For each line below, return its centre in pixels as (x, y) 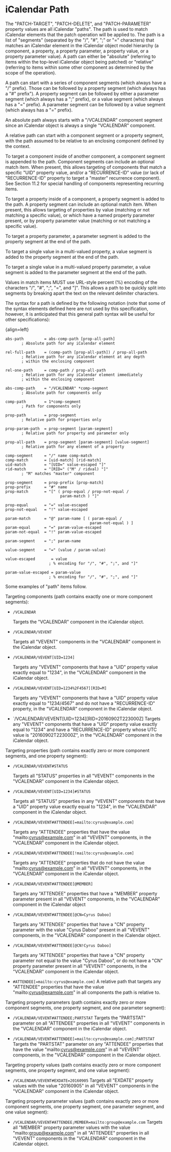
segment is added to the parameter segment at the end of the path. (76, 272)
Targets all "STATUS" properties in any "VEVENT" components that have (89, 801)
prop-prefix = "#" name (36, 487)
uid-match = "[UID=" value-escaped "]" (56, 465)
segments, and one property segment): (46, 756)
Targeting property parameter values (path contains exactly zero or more (82, 1101)
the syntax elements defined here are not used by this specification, (77, 309)
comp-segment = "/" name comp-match (49, 455)
